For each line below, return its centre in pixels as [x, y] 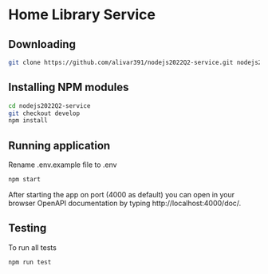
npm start [25, 180]
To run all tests [33, 247]
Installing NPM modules [69, 87]
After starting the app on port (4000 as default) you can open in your [122, 195]
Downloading [42, 44]
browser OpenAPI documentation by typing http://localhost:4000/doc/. [125, 203]
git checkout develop [44, 113]
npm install [28, 121]
